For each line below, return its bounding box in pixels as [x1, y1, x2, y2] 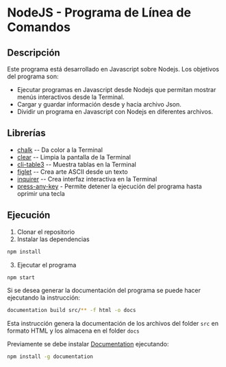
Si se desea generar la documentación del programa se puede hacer [7, 287, 201, 295]
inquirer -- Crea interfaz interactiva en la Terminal [16, 175, 158, 183]
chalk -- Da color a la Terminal [16, 146, 103, 154]
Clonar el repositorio [16, 227, 75, 236]
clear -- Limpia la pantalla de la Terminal [16, 153, 131, 161]
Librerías [7, 127, 46, 139]
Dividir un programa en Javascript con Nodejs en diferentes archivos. [16, 108, 214, 115]
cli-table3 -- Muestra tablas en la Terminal [16, 160, 137, 168]
